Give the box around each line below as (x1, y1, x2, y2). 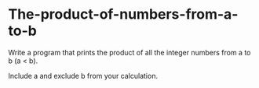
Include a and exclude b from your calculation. (8, 71, 159, 80)
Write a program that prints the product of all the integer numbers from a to (8, 48, 251, 57)
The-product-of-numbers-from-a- (8, 5, 239, 23)
